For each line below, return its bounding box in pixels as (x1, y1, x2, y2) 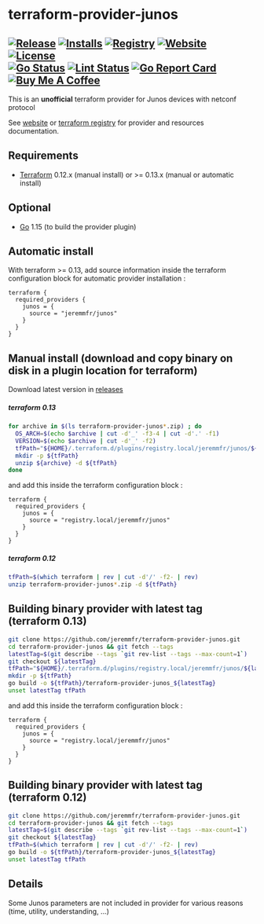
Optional (8, 201, 51, 214)
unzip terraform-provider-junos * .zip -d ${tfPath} (8, 581, 178, 588)
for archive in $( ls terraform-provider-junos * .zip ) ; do (8, 423, 202, 431)
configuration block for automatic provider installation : (8, 273, 186, 284)
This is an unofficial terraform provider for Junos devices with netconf (8, 94, 237, 104)
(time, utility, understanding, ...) (8, 906, 110, 916)
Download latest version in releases (8, 385, 123, 394)
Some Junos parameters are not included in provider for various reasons (8, 898, 244, 907)
